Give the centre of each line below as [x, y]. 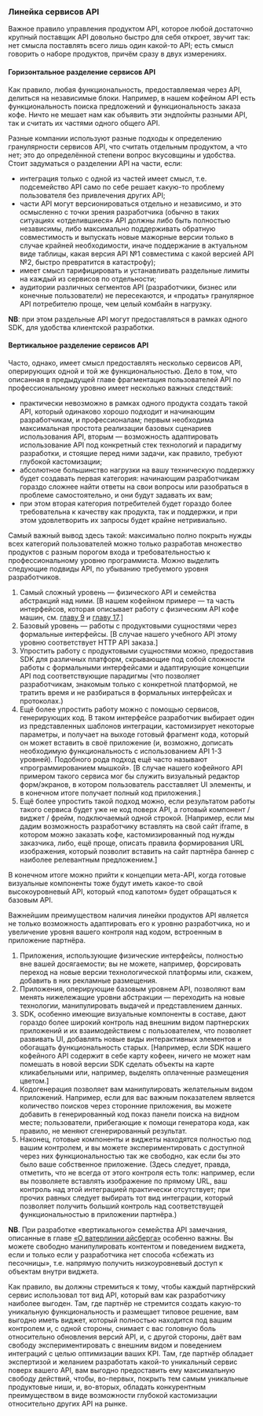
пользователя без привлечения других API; [92, 195]
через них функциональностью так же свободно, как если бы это [130, 1156]
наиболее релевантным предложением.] [88, 859]
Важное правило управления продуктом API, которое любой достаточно [131, 29]
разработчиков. [35, 577]
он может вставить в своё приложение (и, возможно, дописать [126, 742]
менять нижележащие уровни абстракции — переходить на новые [132, 997]
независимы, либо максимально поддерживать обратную [117, 228]
